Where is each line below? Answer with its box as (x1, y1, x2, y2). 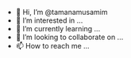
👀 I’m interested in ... (15, 16, 83, 25)
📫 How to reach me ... (15, 42, 90, 50)
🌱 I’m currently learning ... (15, 24, 101, 33)
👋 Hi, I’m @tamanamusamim (15, 8, 109, 16)
